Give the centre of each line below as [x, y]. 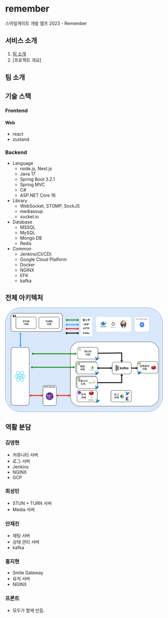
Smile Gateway [28, 573]
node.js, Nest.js [36, 168]
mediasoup [31, 211]
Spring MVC [32, 185]
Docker [27, 264]
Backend [16, 152]
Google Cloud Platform [43, 259]
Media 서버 [23, 509]
